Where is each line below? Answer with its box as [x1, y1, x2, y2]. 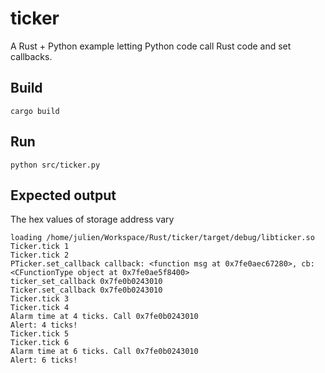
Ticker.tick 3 [10, 294, 70, 304]
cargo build [10, 106, 60, 116]
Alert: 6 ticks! [10, 355, 78, 366]
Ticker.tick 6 [10, 338, 70, 348]
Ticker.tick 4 [10, 303, 70, 313]
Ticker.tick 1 [10, 242, 70, 252]
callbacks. [10, 50, 53, 62]
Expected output [10, 187, 117, 204]
